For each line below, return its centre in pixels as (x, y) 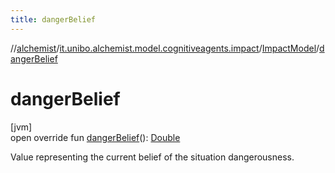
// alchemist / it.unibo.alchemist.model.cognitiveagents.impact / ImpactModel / (165, 48)
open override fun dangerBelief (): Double (95, 137)
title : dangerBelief (53, 19)
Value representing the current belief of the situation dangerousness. (152, 157)
